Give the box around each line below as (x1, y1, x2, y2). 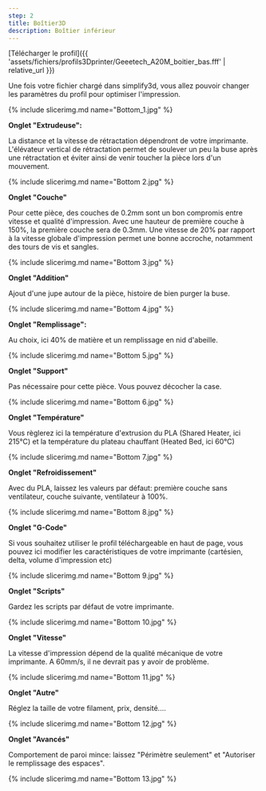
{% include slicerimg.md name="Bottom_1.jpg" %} (8, 105, 173, 114)
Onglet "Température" (8, 413, 85, 423)
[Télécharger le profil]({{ (8, 49, 89, 58)
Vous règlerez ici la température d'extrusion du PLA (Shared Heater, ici (8, 428, 241, 438)
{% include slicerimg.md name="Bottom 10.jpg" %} (8, 617, 177, 627)
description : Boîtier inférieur (8, 26, 116, 34)
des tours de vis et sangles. (8, 242, 99, 252)
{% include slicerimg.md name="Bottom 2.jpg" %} (8, 177, 174, 187)
